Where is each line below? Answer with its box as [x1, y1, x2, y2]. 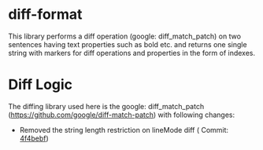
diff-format [8, 5, 83, 24]
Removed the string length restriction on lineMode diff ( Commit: [19, 125, 229, 134]
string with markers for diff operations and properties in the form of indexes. [8, 48, 256, 57]
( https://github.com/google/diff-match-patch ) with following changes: [8, 110, 235, 119]
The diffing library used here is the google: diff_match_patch [8, 101, 205, 111]
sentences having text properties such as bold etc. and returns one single [8, 39, 247, 49]
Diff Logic [8, 76, 73, 93]
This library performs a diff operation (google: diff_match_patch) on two [8, 31, 242, 41]
